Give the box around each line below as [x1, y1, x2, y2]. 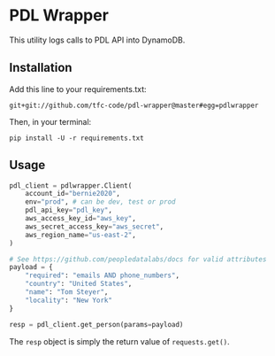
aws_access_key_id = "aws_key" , [25, 214, 137, 223]
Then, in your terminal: [9, 116, 92, 127]
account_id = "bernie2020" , [25, 190, 121, 198]
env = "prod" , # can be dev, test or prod [25, 197, 176, 206]
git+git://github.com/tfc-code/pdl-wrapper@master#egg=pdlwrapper [9, 101, 259, 110]
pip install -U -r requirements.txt [9, 134, 144, 143]
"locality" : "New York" [25, 296, 113, 305]
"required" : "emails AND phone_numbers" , [25, 271, 180, 280]
